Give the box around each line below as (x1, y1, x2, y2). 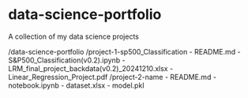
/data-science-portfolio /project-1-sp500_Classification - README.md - (8, 47, 241, 56)
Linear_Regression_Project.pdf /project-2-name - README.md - (8, 72, 217, 81)
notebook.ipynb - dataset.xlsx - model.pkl (8, 81, 145, 90)
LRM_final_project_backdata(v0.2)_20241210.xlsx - (8, 63, 174, 73)
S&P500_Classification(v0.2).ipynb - (8, 55, 126, 65)
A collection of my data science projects (8, 32, 140, 41)
